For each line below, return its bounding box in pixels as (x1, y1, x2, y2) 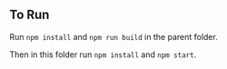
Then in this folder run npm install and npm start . (9, 49, 197, 60)
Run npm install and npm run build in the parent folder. (9, 31, 218, 42)
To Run (9, 7, 50, 23)
